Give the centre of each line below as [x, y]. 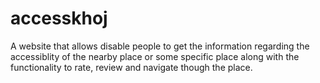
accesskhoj [59, 18]
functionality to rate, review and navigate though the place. [131, 67]
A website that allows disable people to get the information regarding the [160, 46]
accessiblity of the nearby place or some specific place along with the [155, 56]
